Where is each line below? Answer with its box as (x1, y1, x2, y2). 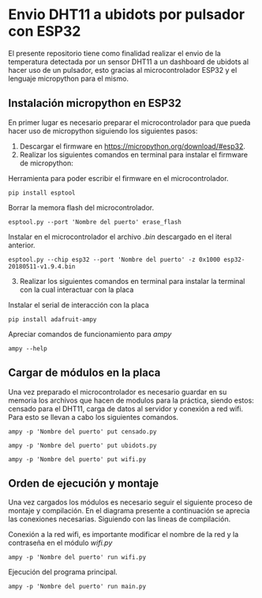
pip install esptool (8, 188, 77, 197)
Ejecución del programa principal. (8, 567, 118, 577)
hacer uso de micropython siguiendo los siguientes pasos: (8, 126, 198, 135)
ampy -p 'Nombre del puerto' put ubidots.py (8, 441, 157, 449)
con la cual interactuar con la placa (19, 285, 134, 294)
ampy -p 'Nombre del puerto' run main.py (8, 583, 147, 591)
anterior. (8, 240, 36, 250)
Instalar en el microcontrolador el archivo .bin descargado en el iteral (8, 232, 232, 241)
